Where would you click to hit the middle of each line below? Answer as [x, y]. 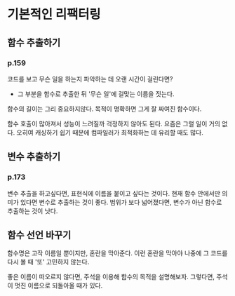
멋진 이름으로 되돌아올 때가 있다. [59, 285]
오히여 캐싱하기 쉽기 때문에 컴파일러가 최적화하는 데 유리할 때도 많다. [110, 132]
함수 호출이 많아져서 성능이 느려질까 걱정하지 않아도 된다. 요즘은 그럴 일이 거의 [114, 123]
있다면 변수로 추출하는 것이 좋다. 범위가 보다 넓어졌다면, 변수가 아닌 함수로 [121, 202]
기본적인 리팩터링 [54, 14]
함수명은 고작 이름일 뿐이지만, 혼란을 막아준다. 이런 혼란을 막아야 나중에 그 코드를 [117, 253]
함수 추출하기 [34, 42]
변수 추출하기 [34, 157]
